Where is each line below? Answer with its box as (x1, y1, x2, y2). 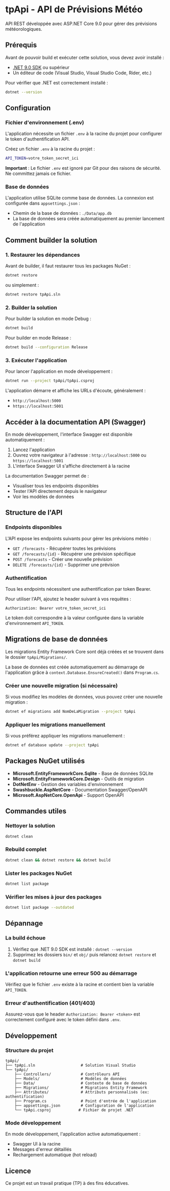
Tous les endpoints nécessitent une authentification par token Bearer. (5, 586, 152, 592)
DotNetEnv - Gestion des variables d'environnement (12, 781, 124, 787)
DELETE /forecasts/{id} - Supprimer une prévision (12, 561, 120, 568)
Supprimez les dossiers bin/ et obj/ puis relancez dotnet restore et (12, 951, 157, 957)
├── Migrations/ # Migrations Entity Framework (14, 1085, 147, 1090)
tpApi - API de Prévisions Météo (5, 4, 143, 15)
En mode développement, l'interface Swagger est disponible (5, 431, 133, 437)
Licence (5, 1166, 32, 1175)
